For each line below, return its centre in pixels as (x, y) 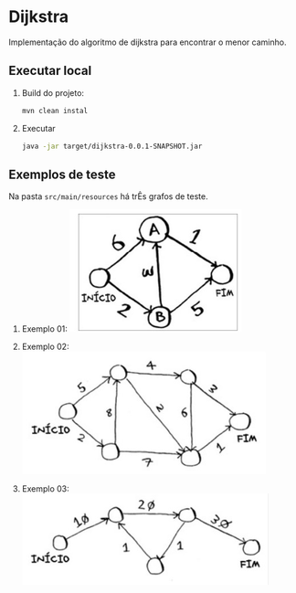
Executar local (50, 71)
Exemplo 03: (45, 489)
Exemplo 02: (45, 347)
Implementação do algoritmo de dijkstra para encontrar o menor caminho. (148, 42)
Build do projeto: (53, 92)
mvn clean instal (55, 111)
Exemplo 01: (44, 329)
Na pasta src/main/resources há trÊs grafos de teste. (108, 196)
